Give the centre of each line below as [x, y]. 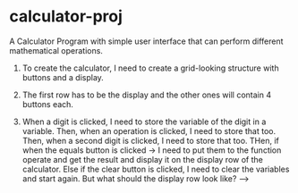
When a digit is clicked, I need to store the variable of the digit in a [144, 122]
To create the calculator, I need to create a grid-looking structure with [150, 68]
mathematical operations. [56, 50]
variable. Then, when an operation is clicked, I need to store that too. [149, 130]
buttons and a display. [63, 77]
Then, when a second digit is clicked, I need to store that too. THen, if [150, 140]
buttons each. [48, 104]
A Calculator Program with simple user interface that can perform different [146, 41]
